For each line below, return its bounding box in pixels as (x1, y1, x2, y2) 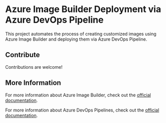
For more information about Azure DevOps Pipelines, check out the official (5, 107, 159, 113)
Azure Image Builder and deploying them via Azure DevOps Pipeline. (5, 36, 147, 42)
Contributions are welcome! (5, 64, 63, 70)
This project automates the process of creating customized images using (5, 31, 157, 37)
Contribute (5, 51, 40, 59)
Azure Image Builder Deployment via (5, 4, 161, 15)
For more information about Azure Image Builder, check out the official (5, 92, 151, 98)
